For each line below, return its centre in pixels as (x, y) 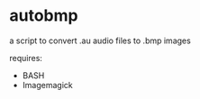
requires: (26, 58)
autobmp (44, 16)
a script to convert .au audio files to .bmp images (100, 40)
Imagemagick (48, 85)
